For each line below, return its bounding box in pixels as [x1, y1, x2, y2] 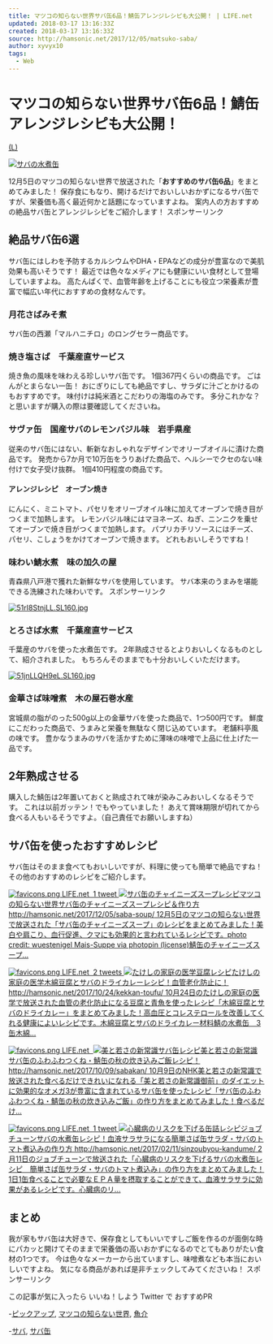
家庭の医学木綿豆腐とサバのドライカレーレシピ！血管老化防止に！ [8, 978, 229, 987]
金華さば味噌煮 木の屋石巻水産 [8, 693, 134, 704]
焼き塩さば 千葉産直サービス [8, 351, 126, 362]
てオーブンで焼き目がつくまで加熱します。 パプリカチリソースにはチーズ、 [8, 524, 258, 534]
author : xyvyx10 [8, 42, 63, 50]
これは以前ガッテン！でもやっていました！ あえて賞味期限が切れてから [24, 802, 260, 812]
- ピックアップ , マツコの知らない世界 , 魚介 [8, 1309, 149, 1319]
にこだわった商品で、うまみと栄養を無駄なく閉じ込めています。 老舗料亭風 [8, 723, 258, 733]
